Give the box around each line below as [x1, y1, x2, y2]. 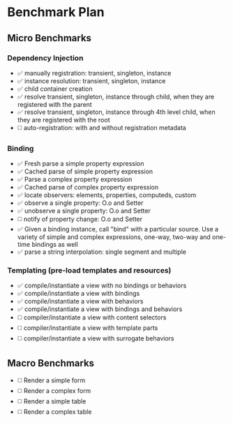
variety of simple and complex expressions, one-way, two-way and [17, 233, 211, 241]
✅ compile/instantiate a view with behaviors [17, 297, 144, 306]
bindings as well [31, 241, 78, 249]
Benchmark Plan [7, 4, 105, 20]
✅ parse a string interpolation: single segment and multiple [17, 248, 187, 256]
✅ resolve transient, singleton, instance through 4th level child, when [17, 108, 216, 116]
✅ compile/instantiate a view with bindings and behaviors [17, 305, 183, 313]
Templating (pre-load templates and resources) [7, 266, 172, 275]
